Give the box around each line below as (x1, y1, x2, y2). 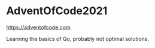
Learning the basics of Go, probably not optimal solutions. (6, 35, 150, 42)
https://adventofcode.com (6, 24, 71, 31)
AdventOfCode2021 (6, 4, 108, 18)
